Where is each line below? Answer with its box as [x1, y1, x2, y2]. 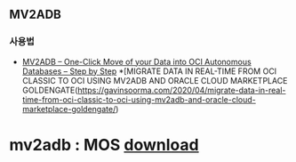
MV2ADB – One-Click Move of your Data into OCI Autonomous [21, 56, 252, 67]
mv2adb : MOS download [9, 134, 199, 155]
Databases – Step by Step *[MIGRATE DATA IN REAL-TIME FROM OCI [21, 66, 277, 77]
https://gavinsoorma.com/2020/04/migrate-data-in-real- [77, 85, 286, 95]
